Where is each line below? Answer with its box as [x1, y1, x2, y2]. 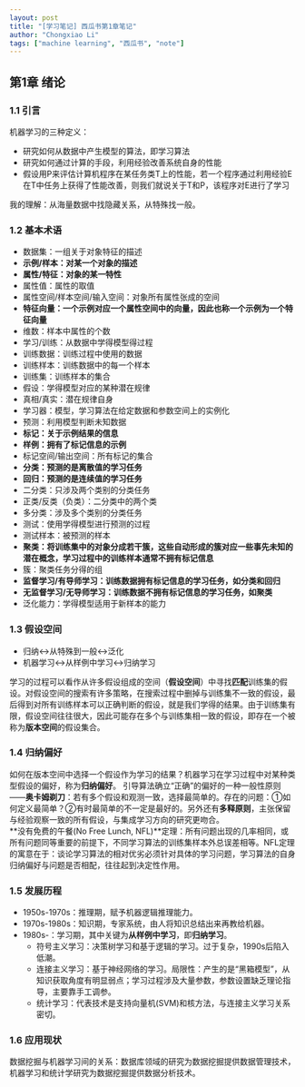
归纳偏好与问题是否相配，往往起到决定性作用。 [9, 859, 184, 870]
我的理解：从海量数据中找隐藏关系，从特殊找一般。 [9, 199, 201, 210]
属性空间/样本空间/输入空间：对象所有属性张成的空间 [22, 292, 220, 302]
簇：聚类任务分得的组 [22, 564, 103, 575]
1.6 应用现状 [9, 1034, 62, 1047]
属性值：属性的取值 [22, 281, 95, 292]
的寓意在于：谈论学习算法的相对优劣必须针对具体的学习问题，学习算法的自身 [9, 848, 296, 859]
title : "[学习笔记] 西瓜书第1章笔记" [9, 22, 137, 31]
